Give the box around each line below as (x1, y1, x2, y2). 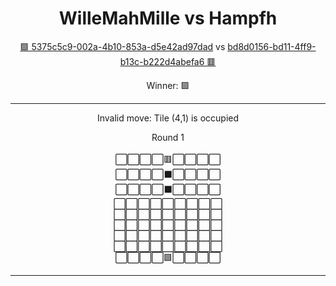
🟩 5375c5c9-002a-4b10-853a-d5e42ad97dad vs (19, 40, 226, 52)
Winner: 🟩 (146, 79, 190, 91)
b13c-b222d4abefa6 (119, 55, 205, 67)
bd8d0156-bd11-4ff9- (227, 40, 317, 52)
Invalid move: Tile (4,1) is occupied (96, 112, 240, 124)
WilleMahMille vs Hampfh (58, 7, 278, 30)
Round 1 (151, 131, 185, 143)
